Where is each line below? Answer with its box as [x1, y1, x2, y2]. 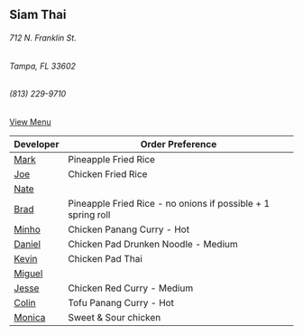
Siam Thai [9, 7, 67, 23]
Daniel [14, 237, 41, 250]
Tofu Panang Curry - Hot [67, 296, 174, 309]
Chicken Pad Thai [67, 252, 142, 265]
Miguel [14, 266, 43, 279]
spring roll [67, 208, 111, 220]
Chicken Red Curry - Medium [67, 282, 194, 294]
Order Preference [140, 137, 217, 150]
